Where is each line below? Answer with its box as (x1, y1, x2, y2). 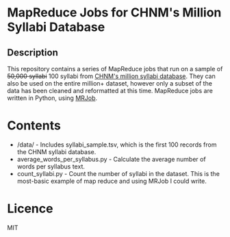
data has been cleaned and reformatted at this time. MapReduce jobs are (7, 87, 214, 95)
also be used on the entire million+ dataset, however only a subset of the (7, 79, 212, 87)
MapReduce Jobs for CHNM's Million (7, 5, 222, 21)
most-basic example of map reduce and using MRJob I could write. (16, 177, 207, 185)
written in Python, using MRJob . (7, 94, 98, 102)
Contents (7, 118, 62, 134)
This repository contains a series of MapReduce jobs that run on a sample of (7, 65, 223, 73)
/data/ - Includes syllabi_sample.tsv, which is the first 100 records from (16, 140, 217, 149)
